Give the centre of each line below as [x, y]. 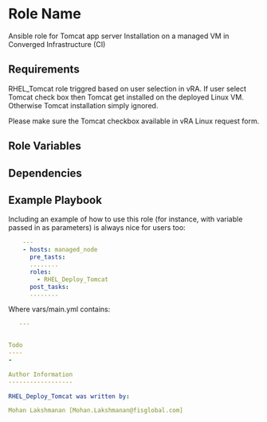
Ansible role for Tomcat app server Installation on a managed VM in [119, 36]
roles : [40, 272]
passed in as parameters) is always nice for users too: [97, 228]
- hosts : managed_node [60, 250]
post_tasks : [49, 287]
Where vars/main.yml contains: [59, 309]
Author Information [41, 374]
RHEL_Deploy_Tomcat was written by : [69, 396]
